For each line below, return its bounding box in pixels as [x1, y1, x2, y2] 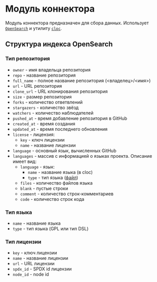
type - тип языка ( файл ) [27, 174, 78, 181]
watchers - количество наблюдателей [12, 110, 94, 116]
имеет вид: [12, 158, 37, 164]
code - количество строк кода [20, 196, 85, 202]
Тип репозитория [5, 55, 50, 62]
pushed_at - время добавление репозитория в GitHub [12, 115, 128, 121]
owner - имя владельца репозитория [12, 66, 91, 73]
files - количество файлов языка [20, 180, 93, 186]
